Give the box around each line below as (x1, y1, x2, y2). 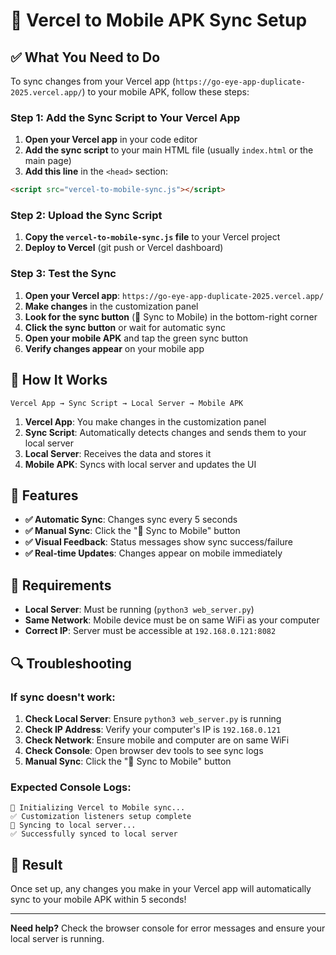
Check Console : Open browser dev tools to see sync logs (24, 744, 264, 756)
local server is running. (10, 933, 105, 944)
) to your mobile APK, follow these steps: (81, 86, 250, 98)
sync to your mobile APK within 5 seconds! (10, 894, 187, 905)
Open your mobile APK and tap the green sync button (24, 332, 249, 344)
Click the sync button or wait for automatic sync (24, 321, 226, 333)
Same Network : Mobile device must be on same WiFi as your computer (24, 614, 320, 626)
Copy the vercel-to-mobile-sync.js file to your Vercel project (24, 231, 281, 243)
